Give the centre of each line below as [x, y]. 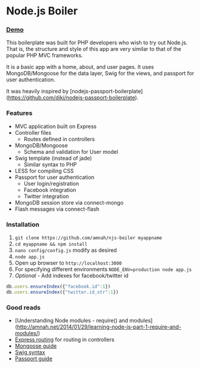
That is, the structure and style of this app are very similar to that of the [94, 49]
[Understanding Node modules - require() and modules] [84, 321]
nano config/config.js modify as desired [66, 250]
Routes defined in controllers [59, 139]
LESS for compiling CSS [44, 171]
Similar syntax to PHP [50, 164]
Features [19, 113]
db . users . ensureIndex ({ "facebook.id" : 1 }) [59, 287]
